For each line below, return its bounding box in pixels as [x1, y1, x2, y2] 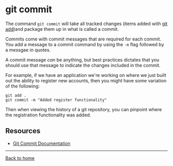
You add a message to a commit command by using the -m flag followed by [5, 41, 164, 47]
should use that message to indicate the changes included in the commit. [5, 62, 161, 68]
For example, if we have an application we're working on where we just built [5, 72, 166, 78]
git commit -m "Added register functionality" [5, 97, 107, 102]
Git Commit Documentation [12, 140, 71, 147]
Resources [5, 127, 41, 135]
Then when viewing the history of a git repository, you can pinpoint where [5, 106, 162, 112]
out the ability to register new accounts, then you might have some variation [5, 77, 166, 84]
